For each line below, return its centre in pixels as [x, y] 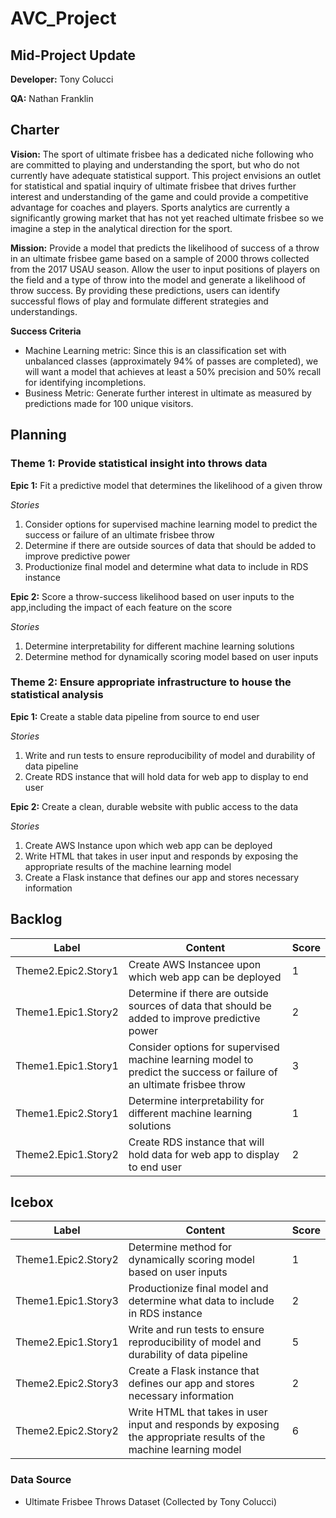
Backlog [36, 919]
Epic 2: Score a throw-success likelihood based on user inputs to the [152, 596]
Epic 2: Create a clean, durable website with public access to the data [154, 806]
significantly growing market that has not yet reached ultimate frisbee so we [167, 218]
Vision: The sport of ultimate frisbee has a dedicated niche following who [162, 154]
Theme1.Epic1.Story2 [67, 1012]
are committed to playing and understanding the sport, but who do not [155, 164]
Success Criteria [46, 331]
